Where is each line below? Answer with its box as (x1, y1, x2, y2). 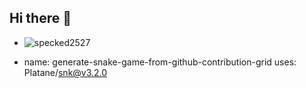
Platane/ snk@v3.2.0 (23, 66, 108, 78)
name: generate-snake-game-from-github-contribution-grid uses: (23, 56, 297, 68)
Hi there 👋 (9, 10, 72, 27)
